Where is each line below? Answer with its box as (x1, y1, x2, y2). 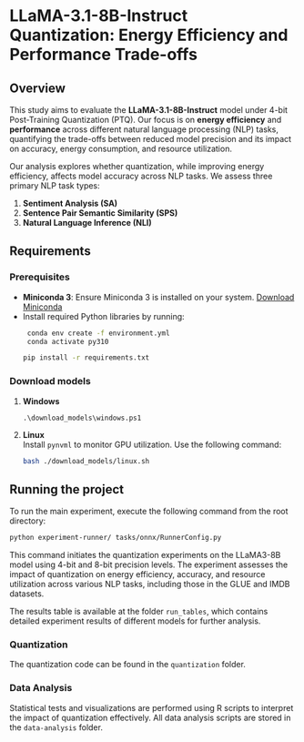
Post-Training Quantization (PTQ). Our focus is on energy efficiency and (9, 115, 282, 125)
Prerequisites (9, 270, 70, 283)
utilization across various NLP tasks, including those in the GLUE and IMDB (9, 579, 290, 590)
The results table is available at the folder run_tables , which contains (9, 606, 269, 617)
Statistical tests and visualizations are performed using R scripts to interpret (9, 702, 294, 713)
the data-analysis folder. (9, 721, 103, 733)
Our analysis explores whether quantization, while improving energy (9, 161, 265, 171)
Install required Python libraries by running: (22, 310, 185, 321)
